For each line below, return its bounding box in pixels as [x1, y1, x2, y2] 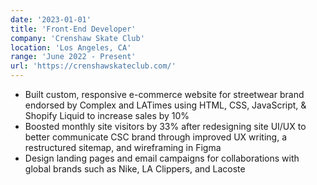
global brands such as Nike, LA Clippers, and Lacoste [24, 163, 246, 175]
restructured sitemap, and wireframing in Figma [24, 142, 222, 153]
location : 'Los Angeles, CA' [10, 42, 132, 53]
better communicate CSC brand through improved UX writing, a [24, 131, 288, 143]
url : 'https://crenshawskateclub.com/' [10, 61, 177, 71]
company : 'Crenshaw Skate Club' [10, 33, 145, 43]
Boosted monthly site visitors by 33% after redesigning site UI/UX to [24, 121, 307, 132]
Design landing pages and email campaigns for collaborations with [24, 152, 300, 164]
